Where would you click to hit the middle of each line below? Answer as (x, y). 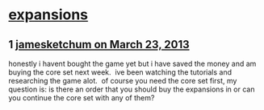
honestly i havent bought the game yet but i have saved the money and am (132, 63)
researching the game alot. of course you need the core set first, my (123, 81)
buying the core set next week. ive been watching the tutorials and (120, 72)
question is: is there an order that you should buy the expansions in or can (132, 89)
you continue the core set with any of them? (82, 98)
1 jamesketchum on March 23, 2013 (99, 45)
